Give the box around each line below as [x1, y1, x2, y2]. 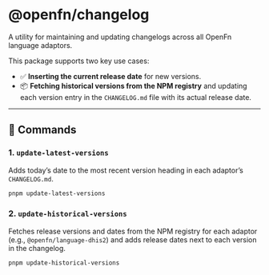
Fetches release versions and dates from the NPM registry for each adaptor [8, 226, 258, 236]
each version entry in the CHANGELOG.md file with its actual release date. [19, 92, 252, 102]
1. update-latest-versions [8, 147, 110, 158]
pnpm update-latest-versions [8, 189, 106, 197]
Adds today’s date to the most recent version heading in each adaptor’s [8, 165, 244, 175]
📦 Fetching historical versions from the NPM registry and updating [19, 81, 247, 90]
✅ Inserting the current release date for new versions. [19, 71, 202, 81]
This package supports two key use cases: [8, 56, 150, 66]
